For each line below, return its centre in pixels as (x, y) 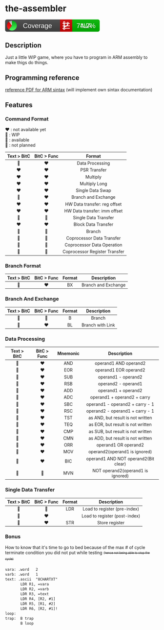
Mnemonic (68, 353)
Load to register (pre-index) (111, 509)
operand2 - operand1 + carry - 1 (120, 411)
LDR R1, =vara (35, 584)
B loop (27, 624)
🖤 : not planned (20, 145)
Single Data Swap (93, 190)
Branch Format (23, 266)
